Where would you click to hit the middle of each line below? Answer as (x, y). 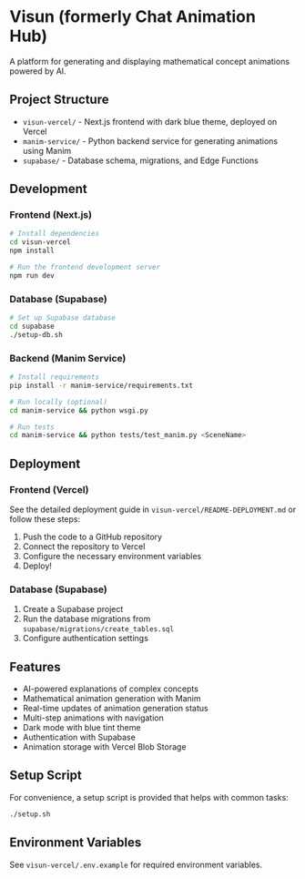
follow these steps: (45, 519)
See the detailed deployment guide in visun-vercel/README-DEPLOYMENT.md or (153, 509)
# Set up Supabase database (63, 318)
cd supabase (32, 326)
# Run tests (32, 427)
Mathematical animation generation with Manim (112, 699)
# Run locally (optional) (58, 402)
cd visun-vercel (40, 242)
